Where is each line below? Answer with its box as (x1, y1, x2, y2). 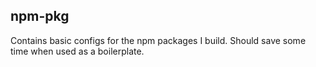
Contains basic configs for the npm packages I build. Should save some (10, 34, 307, 46)
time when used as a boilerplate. (10, 45, 145, 57)
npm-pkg (10, 8, 70, 25)
